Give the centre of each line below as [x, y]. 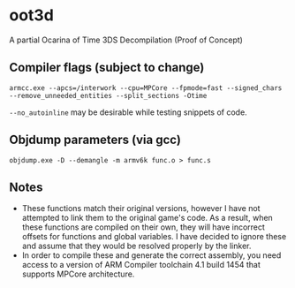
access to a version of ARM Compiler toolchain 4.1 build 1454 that [141, 265]
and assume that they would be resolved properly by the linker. [136, 246]
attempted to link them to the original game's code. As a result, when [147, 218]
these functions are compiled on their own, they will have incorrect [143, 227]
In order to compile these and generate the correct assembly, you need [151, 255]
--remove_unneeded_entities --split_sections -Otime [108, 95]
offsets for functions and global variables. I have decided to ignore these [154, 237]
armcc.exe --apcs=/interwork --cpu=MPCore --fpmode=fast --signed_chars [146, 88]
